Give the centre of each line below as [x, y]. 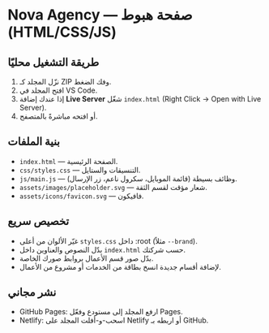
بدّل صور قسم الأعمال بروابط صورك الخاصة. [86, 258]
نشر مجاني [32, 293]
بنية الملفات [34, 142]
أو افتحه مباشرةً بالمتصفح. [58, 116]
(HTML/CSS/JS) [62, 32]
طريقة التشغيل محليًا [53, 62]
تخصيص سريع [38, 221]
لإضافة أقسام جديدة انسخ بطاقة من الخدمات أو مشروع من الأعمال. [120, 266]
